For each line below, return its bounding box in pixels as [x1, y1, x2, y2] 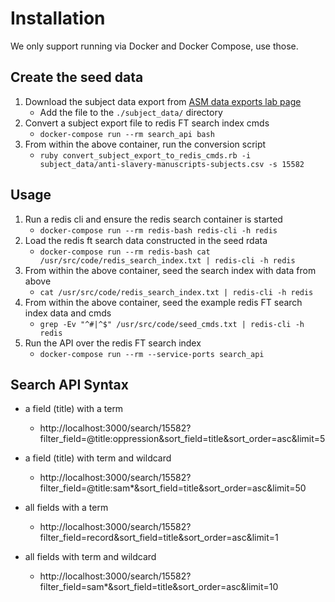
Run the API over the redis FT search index [24, 337, 202, 349]
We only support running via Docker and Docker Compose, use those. [10, 40, 299, 52]
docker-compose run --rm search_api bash [39, 129, 215, 139]
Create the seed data [10, 69, 144, 86]
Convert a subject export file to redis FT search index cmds [24, 117, 270, 129]
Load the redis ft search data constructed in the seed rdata [24, 234, 268, 246]
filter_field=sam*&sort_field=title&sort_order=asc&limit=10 [39, 581, 279, 593]
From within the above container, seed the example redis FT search [24, 296, 303, 308]
